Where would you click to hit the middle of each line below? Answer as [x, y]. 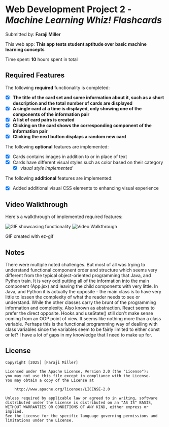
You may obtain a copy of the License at [50, 380]
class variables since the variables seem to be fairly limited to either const [82, 329]
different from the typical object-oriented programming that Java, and [78, 275]
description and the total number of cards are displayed [73, 103]
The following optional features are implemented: [57, 147]
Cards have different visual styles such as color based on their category [88, 162]
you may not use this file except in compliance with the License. [78, 376]
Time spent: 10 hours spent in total [41, 59]
